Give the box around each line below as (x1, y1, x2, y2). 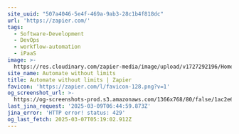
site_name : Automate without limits (7, 69, 116, 77)
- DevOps (14, 37, 40, 44)
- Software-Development (14, 30, 84, 38)
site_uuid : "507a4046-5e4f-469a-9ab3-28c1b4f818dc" (7, 10, 164, 18)
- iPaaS (14, 50, 37, 57)
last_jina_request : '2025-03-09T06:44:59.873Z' (7, 103, 152, 110)
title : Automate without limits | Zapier (7, 76, 132, 84)
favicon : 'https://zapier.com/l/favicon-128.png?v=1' (7, 83, 171, 90)
